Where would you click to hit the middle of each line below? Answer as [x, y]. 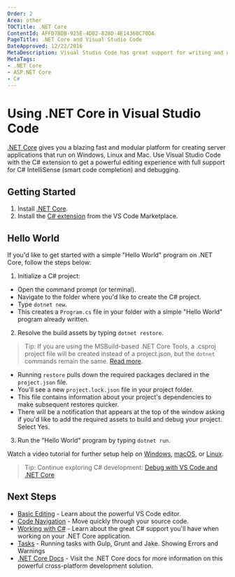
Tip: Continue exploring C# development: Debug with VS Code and [121, 467]
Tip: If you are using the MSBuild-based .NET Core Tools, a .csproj [120, 346]
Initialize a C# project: [49, 276]
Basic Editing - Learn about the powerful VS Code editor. [99, 513]
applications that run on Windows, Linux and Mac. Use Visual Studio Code [114, 155]
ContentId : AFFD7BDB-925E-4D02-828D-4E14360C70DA [81, 33]
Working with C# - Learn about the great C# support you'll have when [118, 528]
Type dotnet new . [42, 304]
